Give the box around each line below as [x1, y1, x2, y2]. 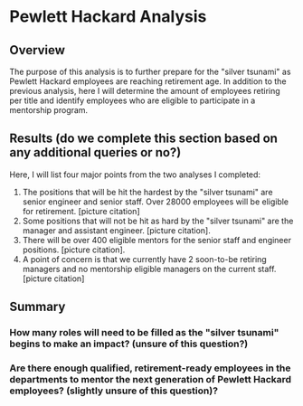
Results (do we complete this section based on [9, 131, 279, 146]
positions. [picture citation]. [22, 244, 126, 255]
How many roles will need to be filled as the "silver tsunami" [9, 326, 279, 339]
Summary [9, 299, 66, 315]
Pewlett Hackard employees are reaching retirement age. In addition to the [9, 76, 287, 87]
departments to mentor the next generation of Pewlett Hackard [9, 373, 292, 386]
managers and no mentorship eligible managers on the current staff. [22, 263, 277, 274]
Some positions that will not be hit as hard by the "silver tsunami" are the [22, 215, 294, 226]
